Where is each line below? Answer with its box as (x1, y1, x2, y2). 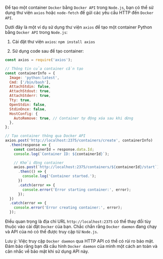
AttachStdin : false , (9, 84, 51, 89)
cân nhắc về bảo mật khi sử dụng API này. (5, 248, 89, 254)
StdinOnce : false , (9, 107, 47, 111)
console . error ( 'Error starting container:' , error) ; (22, 187, 131, 192)
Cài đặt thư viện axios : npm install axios (12, 39, 96, 45)
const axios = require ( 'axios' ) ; (5, 58, 73, 62)
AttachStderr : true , (9, 93, 51, 98)
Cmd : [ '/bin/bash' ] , (9, 80, 51, 85)
